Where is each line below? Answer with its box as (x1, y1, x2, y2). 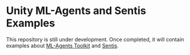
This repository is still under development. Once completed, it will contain (6, 36, 184, 43)
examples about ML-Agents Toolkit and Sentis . (6, 42, 119, 49)
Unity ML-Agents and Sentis (6, 4, 146, 18)
